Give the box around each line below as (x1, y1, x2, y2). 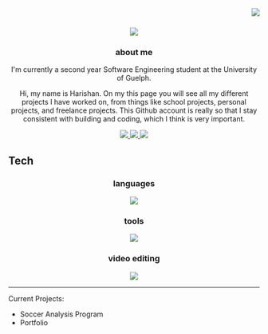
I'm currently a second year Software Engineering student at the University (10, 65, 258, 74)
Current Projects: (8, 293, 65, 303)
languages (112, 177, 156, 189)
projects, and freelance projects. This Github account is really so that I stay (10, 105, 258, 115)
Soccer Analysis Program (19, 309, 104, 319)
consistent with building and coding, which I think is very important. (22, 114, 246, 124)
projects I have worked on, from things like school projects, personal (21, 97, 247, 107)
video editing (108, 253, 160, 264)
